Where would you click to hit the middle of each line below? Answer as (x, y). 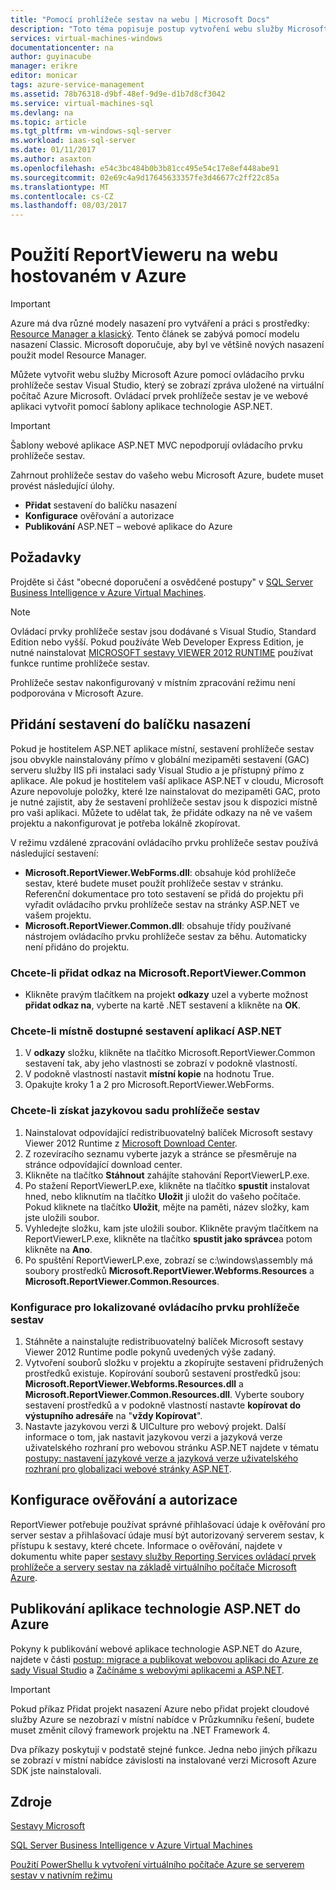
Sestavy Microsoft (48, 1826)
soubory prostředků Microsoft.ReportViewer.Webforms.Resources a (169, 1270)
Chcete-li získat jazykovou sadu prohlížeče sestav (135, 1111)
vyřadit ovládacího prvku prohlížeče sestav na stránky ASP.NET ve (162, 904)
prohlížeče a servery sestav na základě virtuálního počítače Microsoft (153, 1567)
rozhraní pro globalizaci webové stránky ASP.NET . (128, 1468)
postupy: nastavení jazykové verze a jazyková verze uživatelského (161, 1458)
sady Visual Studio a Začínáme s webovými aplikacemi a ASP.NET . (147, 1670)
